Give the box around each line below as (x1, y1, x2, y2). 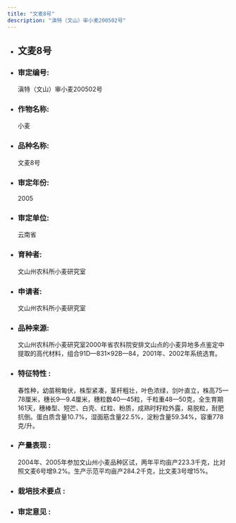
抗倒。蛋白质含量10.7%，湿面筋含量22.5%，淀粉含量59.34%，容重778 (17, 412, 224, 421)
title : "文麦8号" (7, 10, 55, 18)
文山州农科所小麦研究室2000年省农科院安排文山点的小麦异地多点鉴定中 (17, 340, 225, 349)
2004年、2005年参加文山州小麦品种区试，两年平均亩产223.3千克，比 (17, 457, 220, 466)
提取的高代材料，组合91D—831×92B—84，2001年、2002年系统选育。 (17, 350, 222, 358)
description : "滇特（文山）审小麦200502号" (7, 17, 127, 24)
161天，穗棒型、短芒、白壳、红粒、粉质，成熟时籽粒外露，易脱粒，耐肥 (17, 403, 224, 412)
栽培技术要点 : (17, 486, 66, 496)
